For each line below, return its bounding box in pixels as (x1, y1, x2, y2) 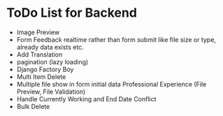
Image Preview (16, 28, 60, 36)
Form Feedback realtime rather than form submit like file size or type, (16, 35, 216, 43)
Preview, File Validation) (16, 87, 86, 96)
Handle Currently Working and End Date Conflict (16, 94, 157, 103)
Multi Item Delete (16, 72, 66, 81)
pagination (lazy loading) (16, 57, 89, 66)
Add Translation (16, 50, 63, 59)
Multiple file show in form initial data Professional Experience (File (16, 80, 207, 88)
